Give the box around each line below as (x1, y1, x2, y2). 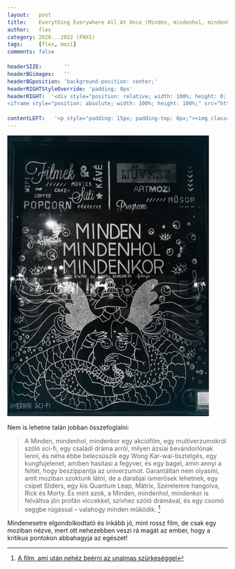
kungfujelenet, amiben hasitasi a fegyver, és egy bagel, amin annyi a (24, 459, 222, 467)
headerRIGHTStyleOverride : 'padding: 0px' (7, 85, 133, 93)
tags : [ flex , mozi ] (7, 41, 77, 48)
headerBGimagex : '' (7, 70, 71, 77)
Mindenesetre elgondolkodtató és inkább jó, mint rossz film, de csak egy (7, 518, 217, 527)
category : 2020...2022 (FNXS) (7, 34, 96, 41)
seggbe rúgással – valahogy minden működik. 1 (24, 504, 161, 514)
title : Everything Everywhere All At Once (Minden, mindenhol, (7, 18, 205, 26)
